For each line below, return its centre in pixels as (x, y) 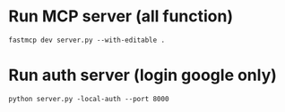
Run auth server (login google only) (142, 75)
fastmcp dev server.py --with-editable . (87, 40)
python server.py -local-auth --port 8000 (89, 99)
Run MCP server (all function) (121, 16)
